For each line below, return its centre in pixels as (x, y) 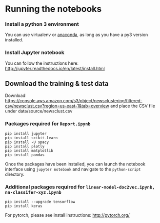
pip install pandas (25, 155)
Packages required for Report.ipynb (48, 124)
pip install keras (24, 206)
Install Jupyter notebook (35, 53)
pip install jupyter (26, 133)
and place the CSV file (133, 106)
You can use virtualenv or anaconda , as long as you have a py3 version (77, 35)
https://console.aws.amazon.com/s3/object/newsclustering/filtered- (74, 100)
